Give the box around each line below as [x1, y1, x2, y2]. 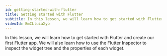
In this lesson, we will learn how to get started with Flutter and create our [5, 35, 155, 41]
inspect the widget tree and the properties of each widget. [5, 45, 125, 51]
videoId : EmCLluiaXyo [5, 21, 50, 26]
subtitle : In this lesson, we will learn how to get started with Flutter [5, 16, 164, 21]
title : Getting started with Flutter [5, 12, 83, 17]
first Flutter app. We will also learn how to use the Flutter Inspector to [5, 40, 147, 46]
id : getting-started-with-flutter [5, 7, 77, 12]
